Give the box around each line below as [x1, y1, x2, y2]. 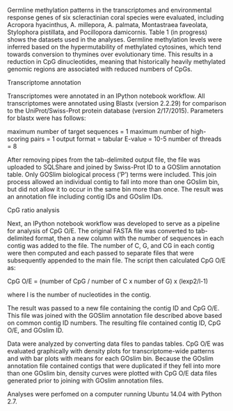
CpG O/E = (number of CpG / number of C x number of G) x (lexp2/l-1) [7, 277, 209, 285]
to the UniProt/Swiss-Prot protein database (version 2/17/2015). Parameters [7, 107, 224, 115]
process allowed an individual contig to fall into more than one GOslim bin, [7, 178, 220, 186]
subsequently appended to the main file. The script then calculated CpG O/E [7, 256, 226, 265]
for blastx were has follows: [7, 114, 86, 122]
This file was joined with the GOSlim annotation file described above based [7, 312, 223, 319]
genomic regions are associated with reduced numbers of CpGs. [7, 65, 193, 73]
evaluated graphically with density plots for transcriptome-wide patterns [7, 347, 215, 355]
